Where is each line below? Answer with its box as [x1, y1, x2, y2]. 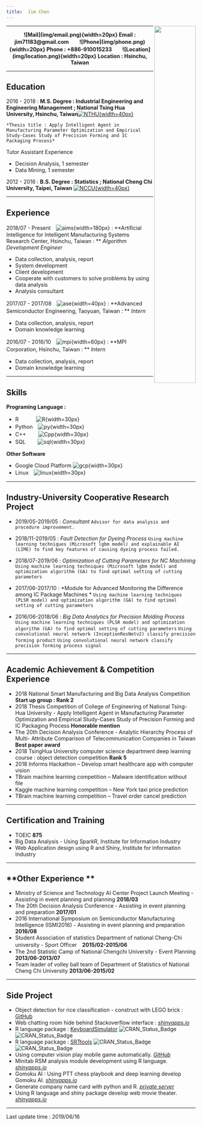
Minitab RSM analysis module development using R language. [14, 1057, 168, 1065]
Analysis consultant [14, 288, 64, 295]
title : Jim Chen [6, 8, 50, 15]
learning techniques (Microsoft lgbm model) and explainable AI [14, 541, 180, 547]
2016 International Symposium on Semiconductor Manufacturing [14, 915, 176, 922]
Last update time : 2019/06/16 [6, 1113, 80, 1121]
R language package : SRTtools [14, 1038, 93, 1045]
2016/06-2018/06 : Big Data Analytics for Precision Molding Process [14, 613, 185, 620]
